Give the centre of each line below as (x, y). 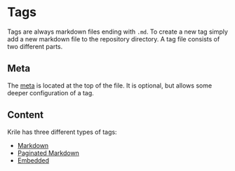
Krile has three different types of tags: (62, 132)
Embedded (33, 160)
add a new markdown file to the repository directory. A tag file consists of (114, 39)
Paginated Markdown (48, 153)
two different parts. (35, 46)
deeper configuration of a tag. (51, 93)
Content (26, 115)
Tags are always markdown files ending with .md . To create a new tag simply (117, 32)
